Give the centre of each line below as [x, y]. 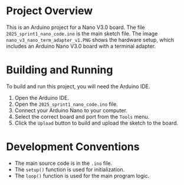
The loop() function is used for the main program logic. [82, 176]
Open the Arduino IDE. [42, 98]
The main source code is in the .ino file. [63, 163]
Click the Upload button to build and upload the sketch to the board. [96, 123]
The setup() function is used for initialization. [70, 169]
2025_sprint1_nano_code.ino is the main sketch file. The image [82, 33]
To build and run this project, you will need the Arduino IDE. [78, 86]
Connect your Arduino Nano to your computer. [71, 110]
